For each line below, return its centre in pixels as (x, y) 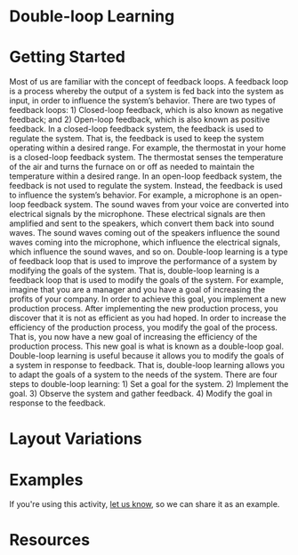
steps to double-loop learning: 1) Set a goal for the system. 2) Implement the (149, 384)
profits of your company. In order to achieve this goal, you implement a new (148, 299)
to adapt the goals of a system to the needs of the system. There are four (144, 374)
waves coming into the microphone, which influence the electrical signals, (145, 243)
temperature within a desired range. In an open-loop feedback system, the (146, 176)
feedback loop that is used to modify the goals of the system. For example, (146, 280)
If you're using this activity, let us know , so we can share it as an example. (145, 504)
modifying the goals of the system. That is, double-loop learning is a (134, 271)
